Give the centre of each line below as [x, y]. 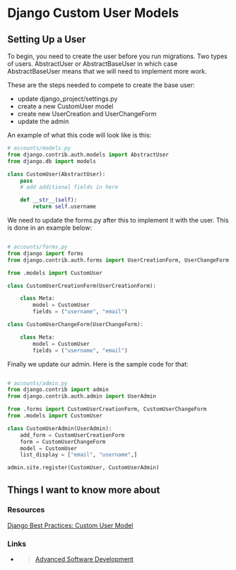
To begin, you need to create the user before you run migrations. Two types [117, 56]
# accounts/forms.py [38, 247]
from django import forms [45, 253]
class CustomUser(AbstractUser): [57, 174]
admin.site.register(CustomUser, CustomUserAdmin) [83, 468]
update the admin [43, 121]
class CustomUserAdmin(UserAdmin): [60, 428]
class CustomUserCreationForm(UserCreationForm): [82, 286]
